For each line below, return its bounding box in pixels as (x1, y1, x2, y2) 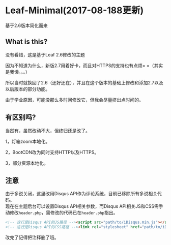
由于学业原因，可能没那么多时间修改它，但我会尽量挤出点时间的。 (5, 97, 144, 103)
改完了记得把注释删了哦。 (5, 234, 59, 240)
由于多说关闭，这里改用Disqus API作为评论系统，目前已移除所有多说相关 (5, 191, 158, 197)
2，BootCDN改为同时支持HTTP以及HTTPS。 (5, 149, 99, 155)
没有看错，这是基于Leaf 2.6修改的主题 (5, 51, 85, 57)
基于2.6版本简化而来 (5, 22, 48, 28)
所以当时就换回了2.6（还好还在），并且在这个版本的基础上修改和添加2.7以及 (5, 79, 164, 85)
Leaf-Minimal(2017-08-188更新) (5, 5, 144, 16)
